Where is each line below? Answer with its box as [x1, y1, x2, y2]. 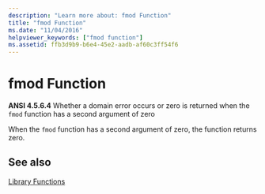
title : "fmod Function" [8, 19, 87, 27]
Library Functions [8, 177, 66, 186]
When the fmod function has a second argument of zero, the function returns [8, 125, 257, 134]
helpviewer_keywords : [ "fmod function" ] [8, 33, 144, 42]
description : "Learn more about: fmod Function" [8, 11, 172, 20]
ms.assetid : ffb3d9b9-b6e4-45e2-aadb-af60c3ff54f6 [8, 41, 179, 49]
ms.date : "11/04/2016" [8, 26, 83, 34]
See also [8, 155, 51, 170]
